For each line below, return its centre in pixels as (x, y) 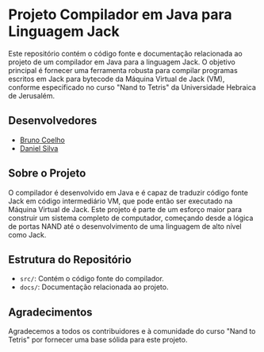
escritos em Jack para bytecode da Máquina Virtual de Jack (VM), (117, 79)
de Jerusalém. (32, 95)
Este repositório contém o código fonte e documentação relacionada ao (126, 53)
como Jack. (27, 234)
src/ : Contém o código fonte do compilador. (92, 279)
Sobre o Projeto (47, 174)
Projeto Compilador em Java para (120, 15)
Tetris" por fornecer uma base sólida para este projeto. (98, 340)
